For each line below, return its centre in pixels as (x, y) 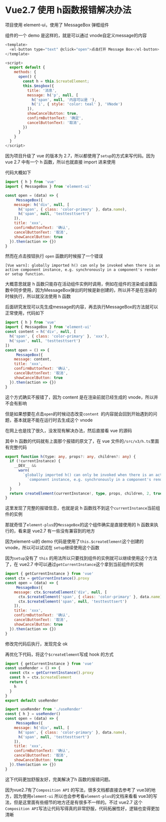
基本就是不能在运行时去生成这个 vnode (53, 420)
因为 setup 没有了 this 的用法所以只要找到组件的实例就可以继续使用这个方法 (81, 558)
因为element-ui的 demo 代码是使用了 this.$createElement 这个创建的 (75, 541)
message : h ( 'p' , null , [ (53, 95)
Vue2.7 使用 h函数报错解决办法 (68, 10)
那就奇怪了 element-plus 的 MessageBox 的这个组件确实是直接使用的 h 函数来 (80, 525)
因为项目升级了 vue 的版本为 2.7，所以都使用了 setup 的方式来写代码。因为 (80, 156)
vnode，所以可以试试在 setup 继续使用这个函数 (52, 548)
